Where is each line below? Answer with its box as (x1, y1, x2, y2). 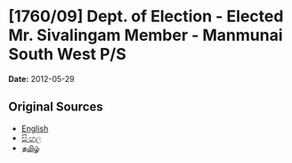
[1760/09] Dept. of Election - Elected (8, 6, 284, 27)
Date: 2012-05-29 (8, 73, 75, 84)
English (20, 123, 49, 134)
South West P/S (8, 45, 126, 64)
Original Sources (8, 100, 103, 115)
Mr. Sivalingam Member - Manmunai (8, 25, 283, 45)
